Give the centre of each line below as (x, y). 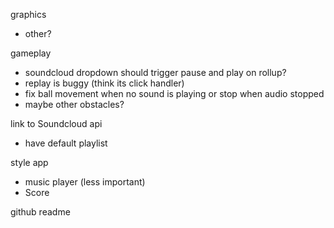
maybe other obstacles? (74, 104)
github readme (40, 212)
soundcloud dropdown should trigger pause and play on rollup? (155, 72)
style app (29, 162)
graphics (28, 14)
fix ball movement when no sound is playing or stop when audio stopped (174, 93)
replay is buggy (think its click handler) (104, 83)
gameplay (31, 53)
